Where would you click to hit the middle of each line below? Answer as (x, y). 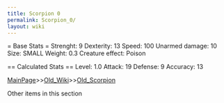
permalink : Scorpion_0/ (42, 20)
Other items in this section (45, 93)
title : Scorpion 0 (34, 13)
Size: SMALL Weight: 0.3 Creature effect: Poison (77, 53)
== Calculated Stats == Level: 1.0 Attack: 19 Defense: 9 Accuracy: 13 (105, 67)
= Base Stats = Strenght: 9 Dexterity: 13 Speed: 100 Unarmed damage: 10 (112, 46)
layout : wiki (26, 26)
